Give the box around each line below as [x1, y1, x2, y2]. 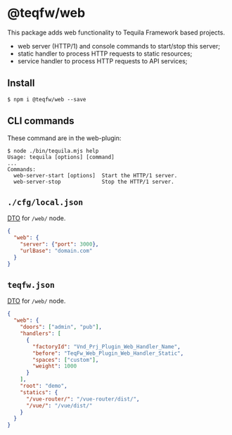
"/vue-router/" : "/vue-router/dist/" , [25, 396, 140, 403]
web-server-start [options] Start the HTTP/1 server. [13, 172, 178, 179]
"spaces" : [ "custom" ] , [32, 356, 99, 363]
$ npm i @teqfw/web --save [7, 96, 86, 103]
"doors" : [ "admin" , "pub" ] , [20, 324, 102, 331]
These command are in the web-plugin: [7, 134, 122, 142]
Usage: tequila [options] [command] [7, 153, 115, 160]
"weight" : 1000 [32, 362, 77, 370]
